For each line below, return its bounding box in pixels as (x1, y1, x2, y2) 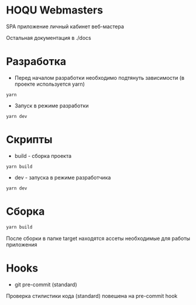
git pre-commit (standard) (14, 281, 77, 288)
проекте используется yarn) (14, 80, 85, 87)
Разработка (6, 55, 67, 68)
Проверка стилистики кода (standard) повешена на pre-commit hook (6, 292, 178, 299)
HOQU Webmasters (6, 4, 104, 17)
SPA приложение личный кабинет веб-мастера (6, 23, 125, 30)
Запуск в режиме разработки (14, 102, 89, 109)
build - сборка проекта (14, 152, 72, 159)
